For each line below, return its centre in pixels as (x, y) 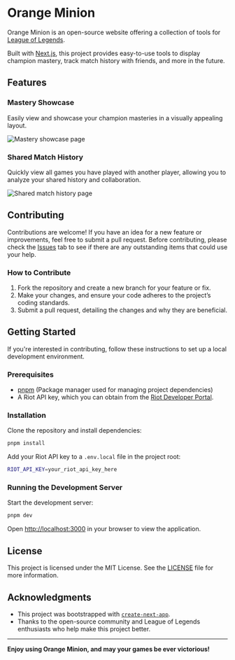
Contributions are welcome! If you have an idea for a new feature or (105, 232)
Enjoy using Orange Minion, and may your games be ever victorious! (108, 649)
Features (27, 83)
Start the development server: (50, 503)
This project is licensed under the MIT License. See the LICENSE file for (111, 568)
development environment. (46, 356)
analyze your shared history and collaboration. (74, 179)
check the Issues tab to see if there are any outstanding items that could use (117, 247)
